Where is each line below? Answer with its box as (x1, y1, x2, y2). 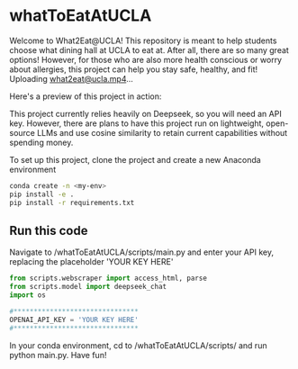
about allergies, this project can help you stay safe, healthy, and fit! (9, 64, 258, 75)
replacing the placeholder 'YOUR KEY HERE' (9, 256, 174, 267)
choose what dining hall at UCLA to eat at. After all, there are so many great (9, 44, 290, 55)
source (9, 127, 36, 138)
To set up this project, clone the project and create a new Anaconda (9, 154, 261, 165)
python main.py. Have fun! (9, 349, 107, 360)
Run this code (9, 222, 88, 238)
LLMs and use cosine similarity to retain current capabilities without (37, 127, 288, 138)
